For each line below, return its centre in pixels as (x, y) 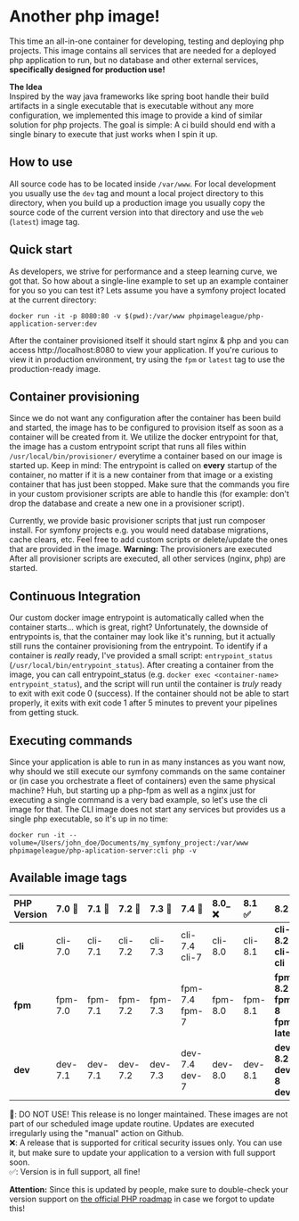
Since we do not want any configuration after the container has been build (145, 418)
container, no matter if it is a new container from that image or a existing (141, 475)
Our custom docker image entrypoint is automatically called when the (137, 618)
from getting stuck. (44, 713)
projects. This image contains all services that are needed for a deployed (143, 50)
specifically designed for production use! (87, 70)
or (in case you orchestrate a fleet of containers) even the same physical (142, 781)
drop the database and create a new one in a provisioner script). (127, 503)
